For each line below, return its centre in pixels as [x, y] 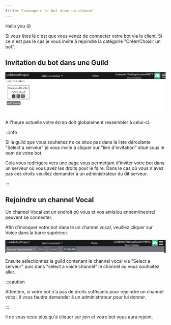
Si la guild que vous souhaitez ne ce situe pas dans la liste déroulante [78, 142]
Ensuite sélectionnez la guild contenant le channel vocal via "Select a [78, 261]
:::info [11, 132]
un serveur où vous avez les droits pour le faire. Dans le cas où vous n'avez [84, 168]
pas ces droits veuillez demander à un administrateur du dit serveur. [77, 174]
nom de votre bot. [24, 153]
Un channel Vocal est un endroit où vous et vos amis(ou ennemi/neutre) [81, 212]
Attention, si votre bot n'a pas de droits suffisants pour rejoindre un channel [84, 292]
